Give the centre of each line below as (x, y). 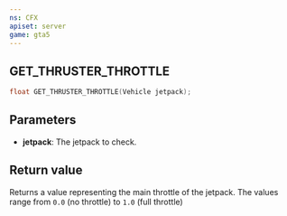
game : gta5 (30, 34)
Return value (46, 170)
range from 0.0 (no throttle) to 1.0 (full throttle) (96, 202)
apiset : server (38, 26)
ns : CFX (24, 18)
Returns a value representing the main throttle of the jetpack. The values (144, 192)
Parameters (43, 120)
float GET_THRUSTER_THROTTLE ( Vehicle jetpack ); (101, 92)
